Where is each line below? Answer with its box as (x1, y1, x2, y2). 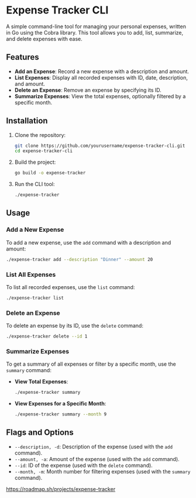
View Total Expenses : (14, 378, 68, 385)
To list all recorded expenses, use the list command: (6, 283, 135, 290)
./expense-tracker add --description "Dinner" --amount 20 (6, 256, 153, 262)
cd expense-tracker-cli (14, 148, 73, 154)
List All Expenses (6, 270, 56, 279)
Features (6, 52, 39, 62)
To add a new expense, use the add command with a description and (6, 239, 171, 246)
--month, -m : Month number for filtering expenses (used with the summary (14, 468, 191, 475)
